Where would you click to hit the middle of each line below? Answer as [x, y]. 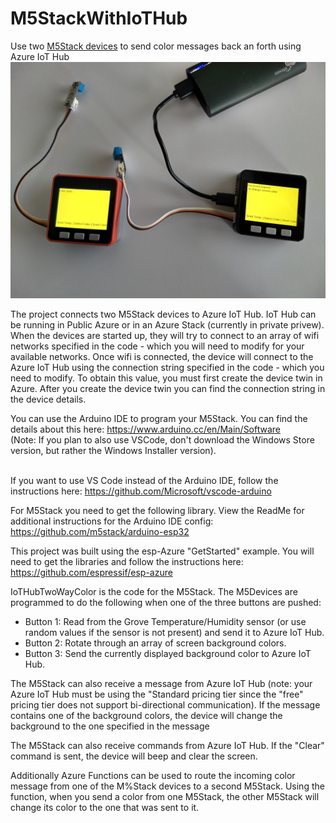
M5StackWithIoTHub [99, 18]
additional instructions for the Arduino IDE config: [112, 521]
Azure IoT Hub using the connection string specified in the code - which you [167, 367]
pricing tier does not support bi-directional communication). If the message [165, 704]
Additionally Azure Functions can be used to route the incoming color [153, 775]
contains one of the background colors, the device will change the [146, 715]
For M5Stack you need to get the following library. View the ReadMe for [157, 510]
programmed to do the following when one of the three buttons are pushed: [166, 602]
